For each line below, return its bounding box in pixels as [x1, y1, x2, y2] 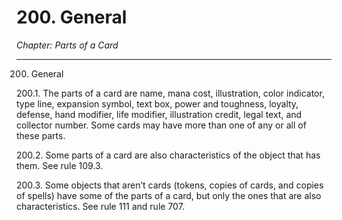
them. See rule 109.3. [16, 159, 104, 171]
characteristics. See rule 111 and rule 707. [16, 200, 185, 212]
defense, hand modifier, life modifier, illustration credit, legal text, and [16, 108, 303, 120]
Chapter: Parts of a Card [16, 39, 119, 51]
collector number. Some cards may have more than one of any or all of [16, 119, 307, 131]
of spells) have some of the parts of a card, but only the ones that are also [16, 189, 322, 201]
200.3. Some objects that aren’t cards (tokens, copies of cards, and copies [16, 179, 324, 191]
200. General [16, 6, 128, 29]
